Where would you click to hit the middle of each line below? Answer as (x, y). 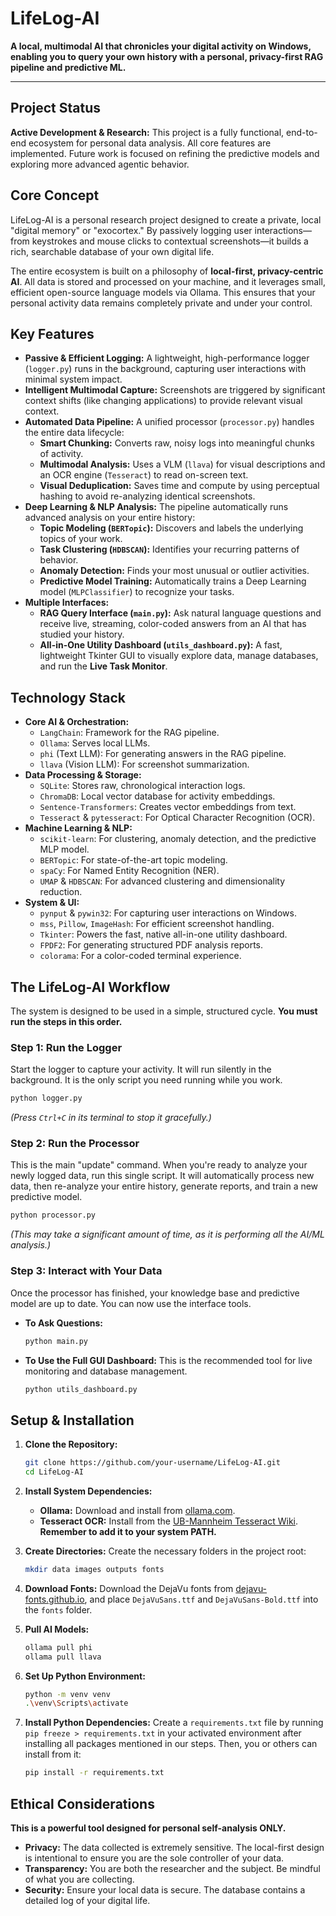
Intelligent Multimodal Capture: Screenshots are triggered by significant (175, 390)
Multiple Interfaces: (67, 603)
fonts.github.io (54, 1599)
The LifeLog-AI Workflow (90, 987)
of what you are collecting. (79, 1879)
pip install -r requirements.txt (94, 1773)
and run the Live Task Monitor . (103, 666)
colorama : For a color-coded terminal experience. (140, 956)
